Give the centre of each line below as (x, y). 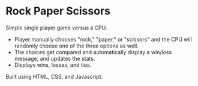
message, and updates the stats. (55, 58)
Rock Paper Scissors (58, 11)
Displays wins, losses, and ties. (53, 65)
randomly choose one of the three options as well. (76, 46)
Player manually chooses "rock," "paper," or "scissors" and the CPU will (103, 39)
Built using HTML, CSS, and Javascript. (54, 76)
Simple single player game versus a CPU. (56, 28)
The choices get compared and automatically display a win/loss (93, 52)
